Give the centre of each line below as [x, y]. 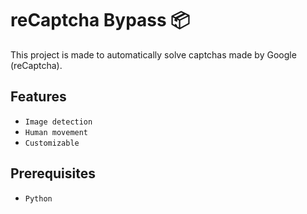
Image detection [58, 122]
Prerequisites [53, 173]
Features [38, 97]
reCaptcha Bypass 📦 [100, 20]
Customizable [52, 143]
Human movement [56, 132]
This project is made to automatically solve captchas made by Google [153, 54]
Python [38, 198]
